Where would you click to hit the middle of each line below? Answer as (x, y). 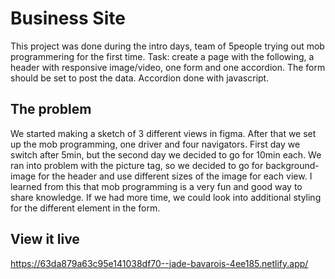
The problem (51, 109)
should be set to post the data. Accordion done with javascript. (140, 78)
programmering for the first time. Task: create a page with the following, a (162, 56)
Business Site (68, 18)
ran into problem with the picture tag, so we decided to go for (137, 165)
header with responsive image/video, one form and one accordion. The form (168, 67)
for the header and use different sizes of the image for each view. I (175, 176)
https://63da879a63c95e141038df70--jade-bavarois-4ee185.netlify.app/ (159, 263)
